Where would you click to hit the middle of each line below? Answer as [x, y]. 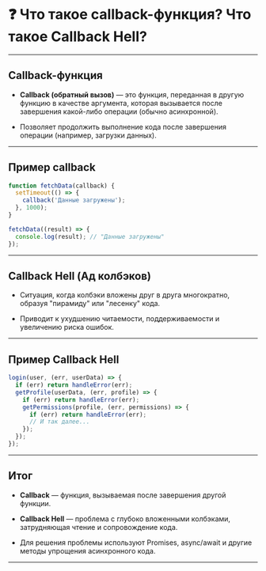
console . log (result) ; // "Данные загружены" [90, 236]
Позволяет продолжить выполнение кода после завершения [123, 127]
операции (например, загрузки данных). [88, 135]
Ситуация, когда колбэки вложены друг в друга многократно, [125, 295]
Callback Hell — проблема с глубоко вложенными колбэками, [125, 519]
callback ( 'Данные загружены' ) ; [74, 200]
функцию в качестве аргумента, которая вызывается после [121, 103]
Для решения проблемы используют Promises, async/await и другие [136, 543]
